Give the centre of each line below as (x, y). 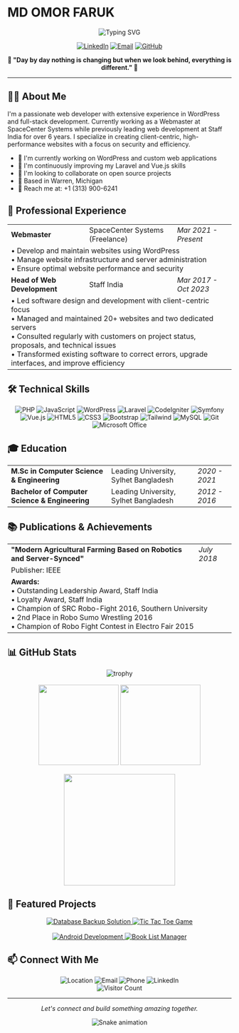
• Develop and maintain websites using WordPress (95, 251)
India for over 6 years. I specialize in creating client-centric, (95, 136)
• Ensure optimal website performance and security (97, 268)
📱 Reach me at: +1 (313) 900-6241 (68, 188)
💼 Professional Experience (67, 211)
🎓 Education (37, 448)
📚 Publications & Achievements (80, 526)
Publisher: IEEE (36, 570)
